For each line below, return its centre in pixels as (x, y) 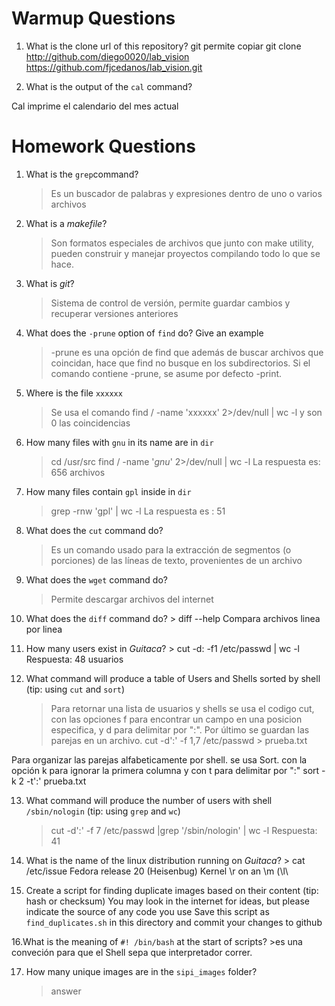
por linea (44, 629)
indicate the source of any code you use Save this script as (147, 911)
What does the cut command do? (94, 530)
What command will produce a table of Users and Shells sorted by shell (173, 678)
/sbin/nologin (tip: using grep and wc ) (103, 811)
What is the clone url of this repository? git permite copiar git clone (163, 46)
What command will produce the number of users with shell (149, 800)
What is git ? (50, 283)
